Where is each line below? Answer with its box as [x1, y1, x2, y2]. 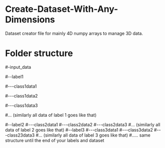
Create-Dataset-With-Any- [5, 3, 119, 15]
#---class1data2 [5, 93, 38, 99]
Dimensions [5, 14, 55, 25]
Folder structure [5, 48, 73, 59]
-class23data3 [5, 132, 35, 138]
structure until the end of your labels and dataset [5, 137, 105, 143]
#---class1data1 [5, 83, 37, 89]
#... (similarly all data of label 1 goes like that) [5, 112, 97, 118]
